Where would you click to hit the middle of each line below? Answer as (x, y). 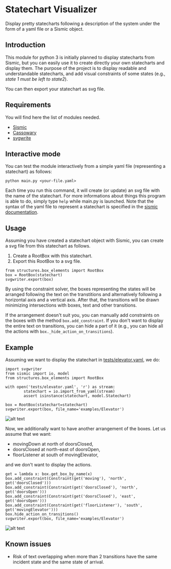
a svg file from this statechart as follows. (48, 246)
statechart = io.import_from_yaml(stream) (69, 391)
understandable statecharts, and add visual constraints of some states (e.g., (86, 73)
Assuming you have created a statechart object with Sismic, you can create (85, 240)
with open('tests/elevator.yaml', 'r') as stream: (60, 387)
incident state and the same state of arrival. (58, 562)
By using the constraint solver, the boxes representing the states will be (80, 289)
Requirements (28, 105)
